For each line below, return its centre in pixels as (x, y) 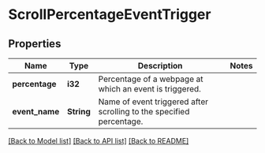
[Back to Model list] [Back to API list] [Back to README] (99, 141)
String (78, 112)
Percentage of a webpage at (151, 79)
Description (160, 66)
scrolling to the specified (144, 112)
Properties (35, 44)
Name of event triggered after (153, 102)
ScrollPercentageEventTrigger (110, 15)
